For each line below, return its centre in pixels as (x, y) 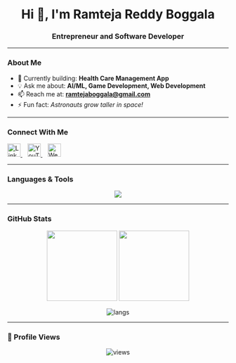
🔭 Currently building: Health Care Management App (93, 78)
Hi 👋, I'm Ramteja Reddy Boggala (118, 14)
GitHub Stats (29, 219)
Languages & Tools (40, 179)
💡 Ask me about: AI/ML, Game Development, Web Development (111, 85)
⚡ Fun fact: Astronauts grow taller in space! (80, 104)
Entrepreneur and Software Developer (118, 37)
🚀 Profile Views (34, 337)
